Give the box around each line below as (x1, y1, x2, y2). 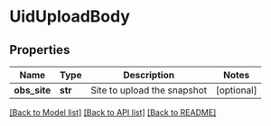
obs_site (14, 84, 51, 96)
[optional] (215, 84, 257, 96)
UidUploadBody (9, 6, 131, 27)
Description (123, 69, 174, 81)
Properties (9, 42, 70, 58)
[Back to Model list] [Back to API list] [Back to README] (9, 107, 217, 118)
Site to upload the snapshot (89, 84, 208, 96)
